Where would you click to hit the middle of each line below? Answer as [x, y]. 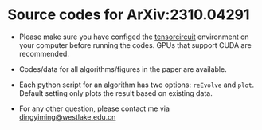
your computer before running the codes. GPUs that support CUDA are [135, 45]
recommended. [44, 53]
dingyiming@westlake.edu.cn [67, 116]
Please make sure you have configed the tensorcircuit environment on [134, 37]
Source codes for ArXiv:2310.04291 [129, 15]
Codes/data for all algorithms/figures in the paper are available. [123, 69]
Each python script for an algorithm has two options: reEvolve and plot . [137, 85]
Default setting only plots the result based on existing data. [115, 93]
